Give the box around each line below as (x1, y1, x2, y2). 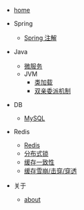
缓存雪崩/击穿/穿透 (23, 167, 77, 175)
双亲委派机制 (34, 87, 71, 95)
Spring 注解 (23, 34, 57, 42)
